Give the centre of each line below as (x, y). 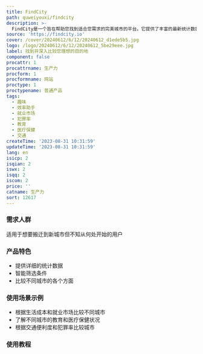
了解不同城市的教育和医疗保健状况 (57, 320)
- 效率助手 (24, 107)
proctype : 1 (21, 85)
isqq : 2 (16, 175)
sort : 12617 (21, 197)
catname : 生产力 (25, 192)
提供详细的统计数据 (39, 266)
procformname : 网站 (30, 79)
